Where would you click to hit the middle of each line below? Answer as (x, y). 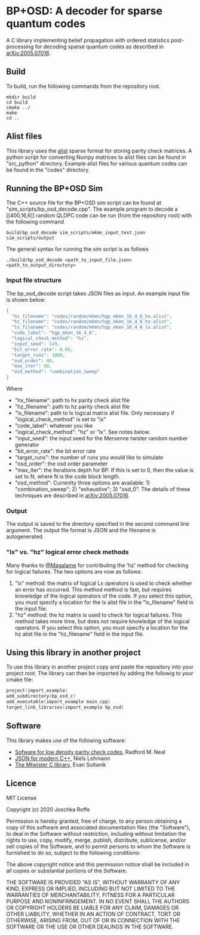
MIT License (21, 798)
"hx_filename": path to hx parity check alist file (72, 400)
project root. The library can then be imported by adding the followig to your (100, 673)
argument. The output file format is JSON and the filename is (81, 531)
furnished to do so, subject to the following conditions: (73, 853)
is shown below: (26, 299)
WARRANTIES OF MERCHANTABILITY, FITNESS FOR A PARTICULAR (90, 895)
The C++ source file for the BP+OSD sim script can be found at (84, 203)
